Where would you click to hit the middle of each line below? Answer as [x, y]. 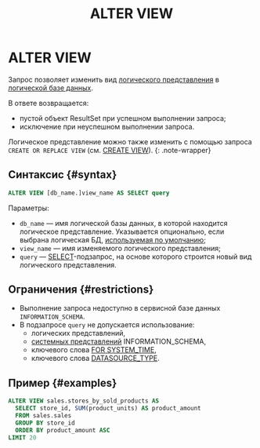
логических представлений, [78, 333]
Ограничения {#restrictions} [81, 290]
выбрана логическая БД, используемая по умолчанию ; [112, 239]
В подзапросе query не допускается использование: [107, 325]
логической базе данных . [51, 88]
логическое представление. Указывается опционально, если [122, 231]
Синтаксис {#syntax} [63, 175]
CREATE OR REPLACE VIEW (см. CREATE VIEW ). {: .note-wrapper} [110, 150]
